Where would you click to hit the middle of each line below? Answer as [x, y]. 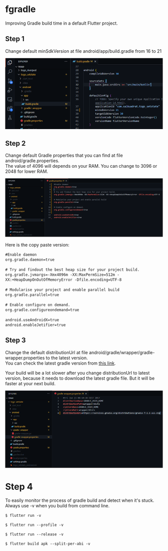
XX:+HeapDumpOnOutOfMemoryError [39, 280]
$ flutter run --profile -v [34, 525]
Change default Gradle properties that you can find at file [64, 155]
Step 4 [19, 486]
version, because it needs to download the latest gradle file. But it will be [80, 378]
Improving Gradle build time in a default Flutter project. [61, 23]
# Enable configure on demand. [38, 305]
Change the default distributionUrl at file [47, 352]
